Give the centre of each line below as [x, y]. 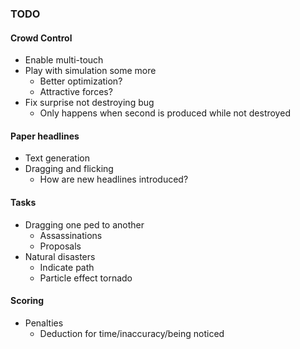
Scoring [27, 301]
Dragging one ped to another [84, 224]
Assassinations [71, 235]
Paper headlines [45, 136]
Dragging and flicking [69, 169]
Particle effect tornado [86, 278]
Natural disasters [60, 256]
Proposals [60, 246]
